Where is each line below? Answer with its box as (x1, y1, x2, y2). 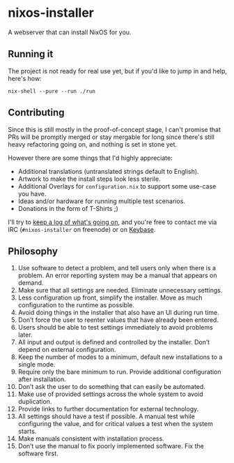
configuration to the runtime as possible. (17, 301, 134, 309)
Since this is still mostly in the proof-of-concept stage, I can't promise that (8, 125, 221, 133)
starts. (17, 427, 37, 436)
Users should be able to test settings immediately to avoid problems (17, 323, 213, 332)
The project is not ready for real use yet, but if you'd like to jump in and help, (8, 66, 227, 75)
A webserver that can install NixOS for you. (8, 28, 132, 36)
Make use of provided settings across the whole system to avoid (17, 390, 204, 399)
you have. (17, 189, 47, 198)
